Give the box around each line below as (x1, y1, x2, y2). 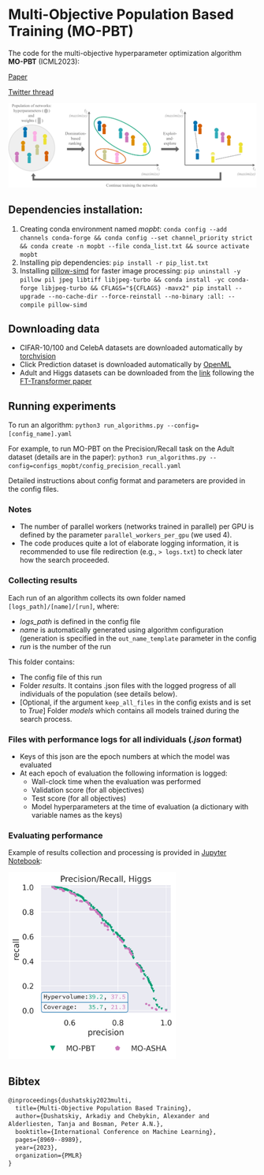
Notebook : (8, 857, 43, 866)
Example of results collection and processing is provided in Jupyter (8, 848, 227, 857)
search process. (19, 714, 73, 723)
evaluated (19, 760, 53, 770)
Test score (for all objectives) (31, 794, 127, 803)
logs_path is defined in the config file (19, 616, 140, 626)
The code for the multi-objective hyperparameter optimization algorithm (8, 48, 242, 58)
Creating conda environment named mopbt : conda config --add (19, 224, 227, 233)
